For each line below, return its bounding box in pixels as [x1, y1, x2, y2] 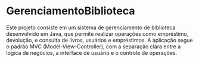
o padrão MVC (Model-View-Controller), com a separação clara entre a [6, 43, 181, 50]
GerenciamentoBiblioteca [6, 4, 135, 18]
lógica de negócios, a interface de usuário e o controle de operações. [6, 49, 178, 56]
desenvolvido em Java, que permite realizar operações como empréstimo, [6, 30, 189, 37]
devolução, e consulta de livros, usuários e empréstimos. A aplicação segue [6, 36, 193, 44]
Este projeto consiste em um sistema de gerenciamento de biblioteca [6, 24, 176, 31]
